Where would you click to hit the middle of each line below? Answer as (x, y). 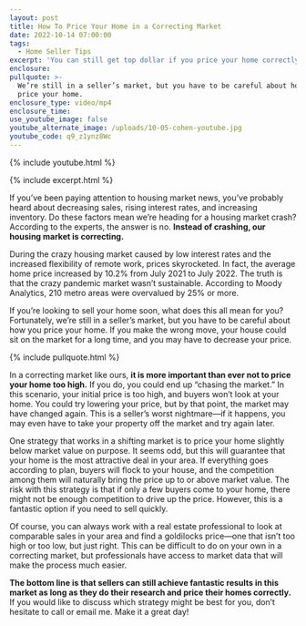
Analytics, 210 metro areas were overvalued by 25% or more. (124, 292)
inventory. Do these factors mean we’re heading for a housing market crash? (153, 217)
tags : (20, 43)
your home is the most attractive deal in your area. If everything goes (139, 460)
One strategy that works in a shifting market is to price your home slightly (147, 441)
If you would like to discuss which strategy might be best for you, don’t (143, 601)
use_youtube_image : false (58, 119)
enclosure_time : (40, 111)
